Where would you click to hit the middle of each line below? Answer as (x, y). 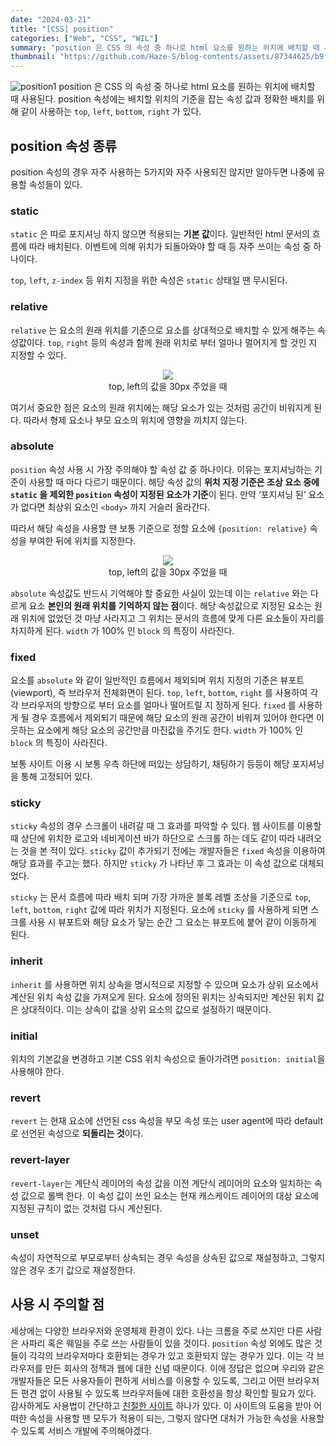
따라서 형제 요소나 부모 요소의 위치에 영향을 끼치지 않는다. (135, 420)
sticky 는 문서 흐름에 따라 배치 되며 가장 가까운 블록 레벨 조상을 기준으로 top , (161, 897)
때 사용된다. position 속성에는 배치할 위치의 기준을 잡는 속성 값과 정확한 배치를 (162, 99)
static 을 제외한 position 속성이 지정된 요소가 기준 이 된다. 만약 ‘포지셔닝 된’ (158, 494)
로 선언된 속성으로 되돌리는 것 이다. (77, 1133)
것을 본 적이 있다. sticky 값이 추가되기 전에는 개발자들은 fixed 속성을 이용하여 (173, 851)
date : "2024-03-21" (51, 19)
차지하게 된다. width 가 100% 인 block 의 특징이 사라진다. (122, 630)
